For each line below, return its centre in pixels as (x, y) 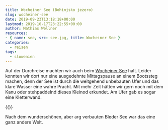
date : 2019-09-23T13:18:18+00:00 (40, 19)
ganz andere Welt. (24, 122)
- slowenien (22, 56)
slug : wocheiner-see (27, 15)
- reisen (19, 47)
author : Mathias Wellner (31, 29)
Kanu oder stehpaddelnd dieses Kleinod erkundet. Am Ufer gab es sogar (80, 92)
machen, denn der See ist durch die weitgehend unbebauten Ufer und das (82, 81)
